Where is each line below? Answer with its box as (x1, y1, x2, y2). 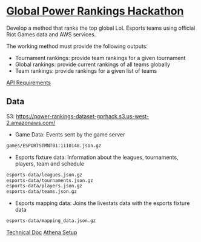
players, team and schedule (15, 160, 85, 167)
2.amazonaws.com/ (6, 119, 56, 126)
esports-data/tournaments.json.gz (6, 177, 94, 183)
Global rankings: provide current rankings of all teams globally (15, 61, 171, 68)
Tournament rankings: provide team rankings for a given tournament (15, 54, 186, 61)
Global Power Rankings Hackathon (6, 4, 184, 18)
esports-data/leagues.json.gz (6, 172, 83, 178)
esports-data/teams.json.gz (6, 189, 77, 195)
